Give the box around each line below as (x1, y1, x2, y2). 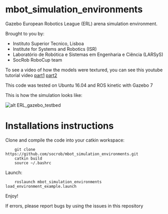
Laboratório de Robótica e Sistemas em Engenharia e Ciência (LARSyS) (12, 51, 164, 57)
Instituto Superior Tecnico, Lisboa (12, 40, 85, 47)
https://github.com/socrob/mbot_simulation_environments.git (5, 151, 139, 157)
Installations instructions (5, 120, 114, 132)
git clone (14, 147, 36, 152)
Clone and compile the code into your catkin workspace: (5, 137, 124, 143)
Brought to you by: (5, 30, 45, 36)
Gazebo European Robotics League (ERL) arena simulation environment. (5, 21, 158, 27)
